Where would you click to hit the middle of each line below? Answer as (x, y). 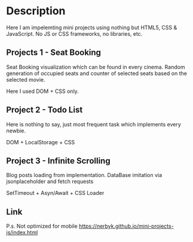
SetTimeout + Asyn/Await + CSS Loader (55, 193)
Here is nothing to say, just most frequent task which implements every (94, 124)
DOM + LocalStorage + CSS (41, 142)
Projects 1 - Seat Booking (54, 53)
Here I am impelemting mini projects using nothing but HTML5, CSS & (92, 27)
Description (36, 11)
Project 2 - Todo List (45, 110)
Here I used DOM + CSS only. (42, 91)
